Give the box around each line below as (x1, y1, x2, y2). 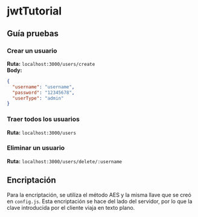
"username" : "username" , (12, 83, 75, 90)
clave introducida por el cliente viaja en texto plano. (7, 204, 135, 211)
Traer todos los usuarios (7, 115, 80, 123)
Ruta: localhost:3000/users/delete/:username (7, 157, 123, 164)
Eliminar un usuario (7, 144, 65, 152)
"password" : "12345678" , (12, 89, 75, 96)
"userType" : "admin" (12, 95, 64, 101)
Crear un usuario (7, 47, 57, 55)
